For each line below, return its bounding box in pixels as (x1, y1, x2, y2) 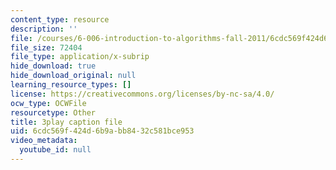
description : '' (10, 24, 78, 34)
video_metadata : (10, 136, 78, 146)
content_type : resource (10, 14, 110, 25)
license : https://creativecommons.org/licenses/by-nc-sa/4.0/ (10, 89, 275, 99)
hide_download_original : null (10, 71, 137, 81)
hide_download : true (10, 61, 97, 71)
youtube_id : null (19, 145, 92, 155)
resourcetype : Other (10, 107, 97, 118)
